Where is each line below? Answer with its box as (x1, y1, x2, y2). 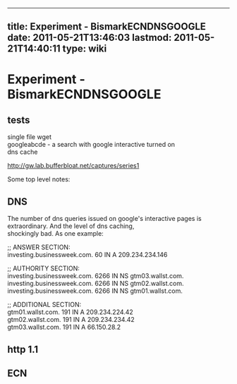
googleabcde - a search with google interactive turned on (7, 140, 175, 149)
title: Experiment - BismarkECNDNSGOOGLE (7, 20, 207, 32)
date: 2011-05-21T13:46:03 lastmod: (7, 32, 172, 44)
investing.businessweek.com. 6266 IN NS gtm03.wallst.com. (7, 272, 184, 280)
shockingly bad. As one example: (7, 229, 104, 238)
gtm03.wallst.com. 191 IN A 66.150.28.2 (7, 323, 121, 332)
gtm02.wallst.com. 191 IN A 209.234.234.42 (7, 316, 135, 324)
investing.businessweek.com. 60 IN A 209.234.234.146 (7, 251, 168, 259)
